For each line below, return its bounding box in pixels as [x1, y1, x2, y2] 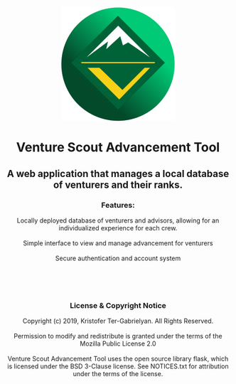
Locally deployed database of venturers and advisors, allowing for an [16, 216, 220, 225]
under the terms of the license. [73, 370, 163, 378]
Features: [101, 200, 135, 210]
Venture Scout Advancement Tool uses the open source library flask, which [7, 355, 229, 363]
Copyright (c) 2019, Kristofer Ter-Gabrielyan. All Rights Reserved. [22, 316, 214, 326]
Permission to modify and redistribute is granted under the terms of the [14, 332, 222, 341]
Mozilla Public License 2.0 [80, 339, 156, 348]
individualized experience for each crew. [58, 223, 178, 232]
